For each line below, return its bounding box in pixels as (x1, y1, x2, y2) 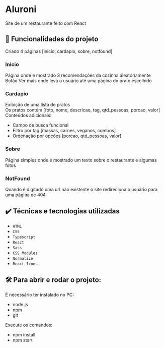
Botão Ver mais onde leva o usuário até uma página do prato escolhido (5, 78, 152, 84)
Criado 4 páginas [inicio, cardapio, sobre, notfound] (5, 48, 113, 54)
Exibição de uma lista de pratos (5, 102, 70, 108)
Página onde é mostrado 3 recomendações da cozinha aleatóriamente (5, 72, 151, 79)
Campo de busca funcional (12, 122, 69, 128)
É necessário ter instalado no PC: (5, 292, 74, 298)
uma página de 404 (5, 192, 46, 198)
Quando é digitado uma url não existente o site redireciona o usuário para (5, 186, 157, 192)
